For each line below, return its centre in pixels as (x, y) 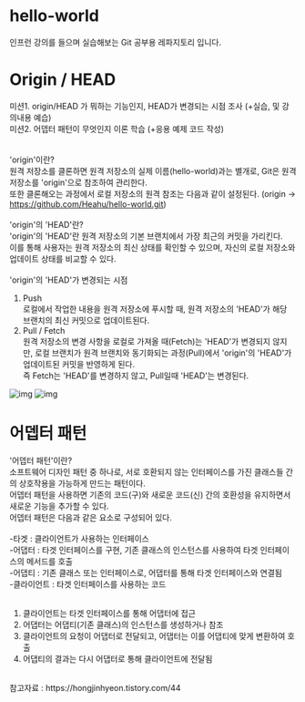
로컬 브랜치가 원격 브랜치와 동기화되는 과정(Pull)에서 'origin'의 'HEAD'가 (163, 353)
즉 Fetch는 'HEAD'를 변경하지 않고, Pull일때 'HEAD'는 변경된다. (136, 376)
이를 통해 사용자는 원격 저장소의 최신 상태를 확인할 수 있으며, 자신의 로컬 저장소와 (152, 247)
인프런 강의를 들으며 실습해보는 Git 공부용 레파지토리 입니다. (116, 42)
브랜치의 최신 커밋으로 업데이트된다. (86, 320)
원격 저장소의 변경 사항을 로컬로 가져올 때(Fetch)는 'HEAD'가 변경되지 (147, 341)
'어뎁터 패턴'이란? (41, 460)
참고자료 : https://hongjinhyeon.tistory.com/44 (95, 687)
